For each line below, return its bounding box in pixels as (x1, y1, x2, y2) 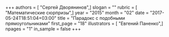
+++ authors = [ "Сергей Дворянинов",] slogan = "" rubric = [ (5, 5, 138, 10)
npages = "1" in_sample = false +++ (5, 26, 81, 32)
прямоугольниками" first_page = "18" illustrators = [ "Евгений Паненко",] (5, 20, 163, 26)
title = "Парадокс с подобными (57, 15, 125, 21)
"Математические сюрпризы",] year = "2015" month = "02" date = (5, 10, 149, 16)
